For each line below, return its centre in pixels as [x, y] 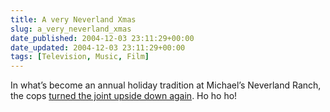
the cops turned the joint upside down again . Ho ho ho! [124, 96]
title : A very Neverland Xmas [73, 19]
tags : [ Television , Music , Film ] [80, 57]
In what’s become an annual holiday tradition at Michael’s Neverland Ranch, [166, 85]
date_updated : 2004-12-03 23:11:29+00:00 [98, 47]
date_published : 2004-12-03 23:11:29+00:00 [102, 38]
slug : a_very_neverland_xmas [71, 29]
